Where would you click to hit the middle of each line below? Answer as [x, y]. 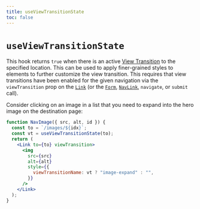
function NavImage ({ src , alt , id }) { [56, 123]
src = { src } [40, 156]
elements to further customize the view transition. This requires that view [96, 74]
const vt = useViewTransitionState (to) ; [63, 134]
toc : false [20, 17]
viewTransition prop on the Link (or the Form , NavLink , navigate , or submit [97, 87]
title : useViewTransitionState [45, 12]
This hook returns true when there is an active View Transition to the [91, 61]
